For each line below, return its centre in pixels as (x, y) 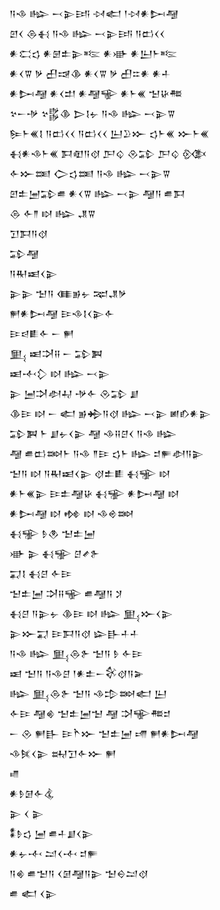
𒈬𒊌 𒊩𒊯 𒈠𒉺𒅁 (52, 533)
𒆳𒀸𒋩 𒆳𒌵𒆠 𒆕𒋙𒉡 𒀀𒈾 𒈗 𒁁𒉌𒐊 (92, 113)
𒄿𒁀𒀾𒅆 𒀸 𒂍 (42, 333)
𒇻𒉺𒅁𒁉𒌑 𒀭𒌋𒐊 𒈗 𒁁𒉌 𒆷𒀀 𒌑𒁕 (97, 193)
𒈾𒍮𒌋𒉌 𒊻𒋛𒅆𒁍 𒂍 (63, 753)
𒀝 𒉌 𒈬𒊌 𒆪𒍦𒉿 (55, 553)
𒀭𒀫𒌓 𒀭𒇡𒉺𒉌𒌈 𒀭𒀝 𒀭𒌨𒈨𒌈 (93, 53)
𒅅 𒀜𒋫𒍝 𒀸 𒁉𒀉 (56, 353)
